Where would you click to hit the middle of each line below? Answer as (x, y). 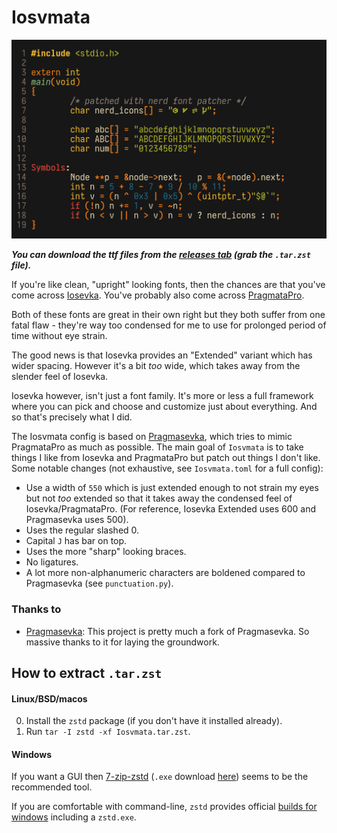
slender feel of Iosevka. (60, 377)
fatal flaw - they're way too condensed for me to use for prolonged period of (169, 325)
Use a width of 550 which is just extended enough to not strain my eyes (172, 488)
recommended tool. (52, 787)
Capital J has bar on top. (76, 541)
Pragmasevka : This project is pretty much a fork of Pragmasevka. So (167, 631)
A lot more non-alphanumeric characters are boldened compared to (165, 573)
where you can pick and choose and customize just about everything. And (164, 407)
